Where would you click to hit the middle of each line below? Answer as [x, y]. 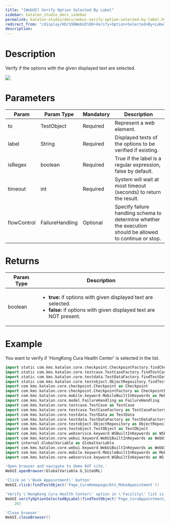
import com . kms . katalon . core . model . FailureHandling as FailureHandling [82, 400]
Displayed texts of [136, 137]
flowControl [22, 223]
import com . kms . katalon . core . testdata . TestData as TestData [70, 415]
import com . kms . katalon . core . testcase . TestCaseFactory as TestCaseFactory [86, 410]
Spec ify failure [132, 207]
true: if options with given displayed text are [101, 297]
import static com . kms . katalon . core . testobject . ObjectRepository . [77, 382]
